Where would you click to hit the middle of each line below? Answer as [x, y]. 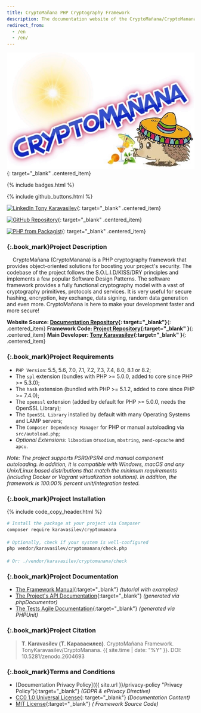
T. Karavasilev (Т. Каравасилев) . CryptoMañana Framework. [98, 644]
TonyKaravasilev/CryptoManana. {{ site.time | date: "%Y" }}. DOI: [101, 650]
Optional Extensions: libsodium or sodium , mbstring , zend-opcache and [100, 440]
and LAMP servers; [39, 421]
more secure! [23, 310]
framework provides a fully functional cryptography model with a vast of [95, 285]
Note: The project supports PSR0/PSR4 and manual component [85, 458]
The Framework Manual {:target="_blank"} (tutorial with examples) [97, 590]
